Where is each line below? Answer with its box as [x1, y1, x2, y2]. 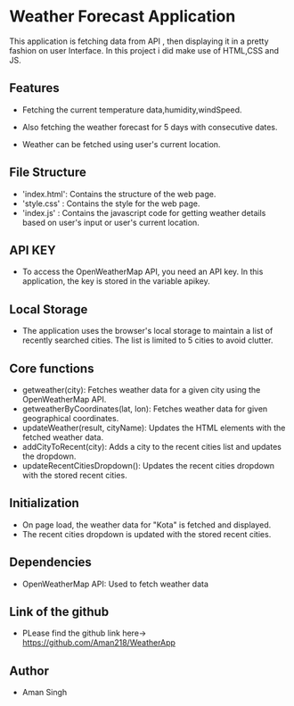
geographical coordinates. [21, 413, 119, 423]
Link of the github [9, 604, 110, 619]
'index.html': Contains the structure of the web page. [21, 188, 216, 199]
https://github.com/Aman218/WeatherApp [21, 637, 176, 648]
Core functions [9, 361, 94, 376]
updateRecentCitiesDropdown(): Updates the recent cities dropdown [21, 461, 274, 470]
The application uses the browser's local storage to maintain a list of [21, 326, 274, 336]
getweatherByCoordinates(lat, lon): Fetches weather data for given [21, 403, 268, 414]
